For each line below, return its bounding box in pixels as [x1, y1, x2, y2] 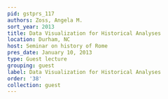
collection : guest [7, 82, 61, 89]
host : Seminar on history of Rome [7, 43, 108, 49]
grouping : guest [7, 62, 55, 69]
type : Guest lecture [7, 56, 68, 63]
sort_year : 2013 [7, 23, 55, 30]
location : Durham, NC [7, 36, 71, 43]
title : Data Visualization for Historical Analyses [7, 29, 161, 37]
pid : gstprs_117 [7, 10, 55, 17]
